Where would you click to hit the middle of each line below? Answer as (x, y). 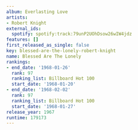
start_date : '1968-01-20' (44, 84)
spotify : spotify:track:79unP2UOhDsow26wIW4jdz (72, 34)
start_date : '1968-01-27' (44, 106)
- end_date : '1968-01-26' (38, 67)
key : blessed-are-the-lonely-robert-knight (61, 51)
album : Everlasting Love (37, 12)
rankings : (19, 62)
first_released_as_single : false (48, 46)
